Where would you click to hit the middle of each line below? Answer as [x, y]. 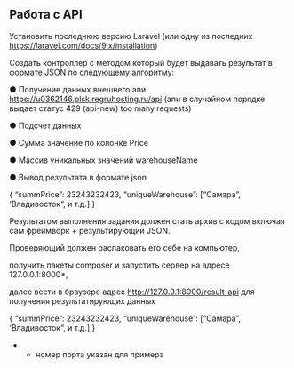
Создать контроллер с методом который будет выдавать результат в [141, 62]
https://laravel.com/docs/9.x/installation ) [83, 45]
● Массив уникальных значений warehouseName [103, 160]
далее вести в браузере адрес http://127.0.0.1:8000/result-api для [132, 292]
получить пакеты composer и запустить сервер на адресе [119, 265]
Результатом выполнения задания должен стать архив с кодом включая [147, 220]
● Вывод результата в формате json [78, 177]
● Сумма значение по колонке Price [79, 142]
